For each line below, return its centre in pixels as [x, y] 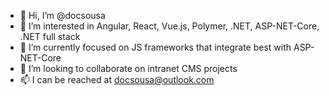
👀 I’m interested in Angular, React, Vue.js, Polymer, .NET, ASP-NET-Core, [169, 26]
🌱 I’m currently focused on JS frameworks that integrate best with [155, 47]
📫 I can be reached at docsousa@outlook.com [117, 79]
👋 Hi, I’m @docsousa [62, 15]
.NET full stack [50, 36]
